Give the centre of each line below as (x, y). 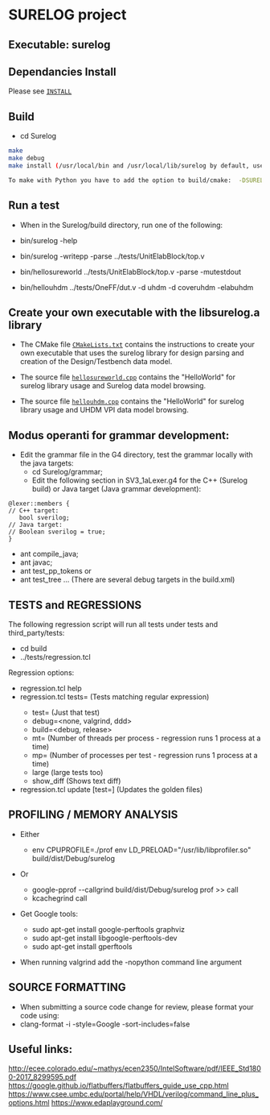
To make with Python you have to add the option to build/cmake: (120, 180)
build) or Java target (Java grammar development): (117, 489)
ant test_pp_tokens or (56, 571)
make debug (27, 159)
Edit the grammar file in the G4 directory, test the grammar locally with (136, 455)
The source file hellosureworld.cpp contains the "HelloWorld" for (127, 377)
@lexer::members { (39, 504)
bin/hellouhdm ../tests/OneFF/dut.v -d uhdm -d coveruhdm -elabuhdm (137, 287)
